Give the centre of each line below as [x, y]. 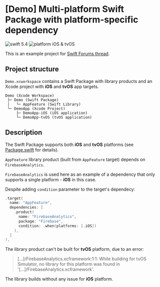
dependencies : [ [26, 208]
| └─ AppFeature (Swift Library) [44, 104]
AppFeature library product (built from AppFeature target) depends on [75, 159]
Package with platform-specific [72, 20]
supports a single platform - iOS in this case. [51, 179]
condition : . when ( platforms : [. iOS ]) [57, 226]
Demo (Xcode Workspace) [30, 95]
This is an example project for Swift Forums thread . [57, 54]
